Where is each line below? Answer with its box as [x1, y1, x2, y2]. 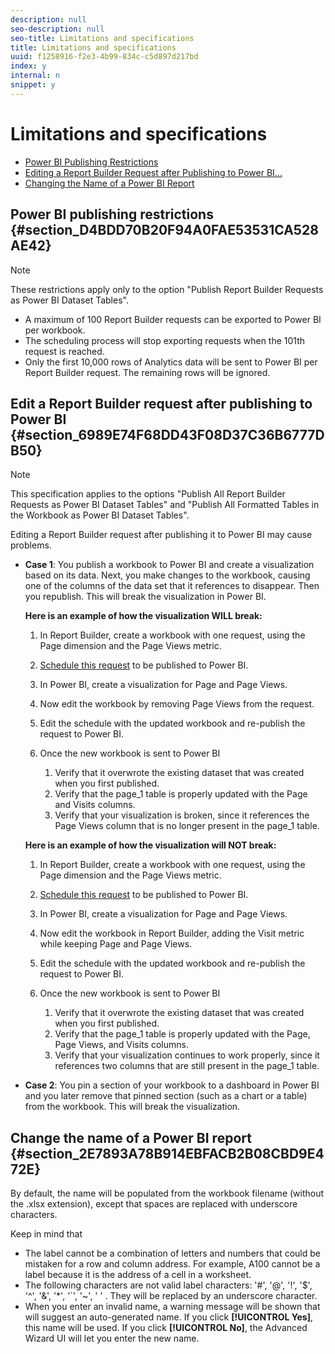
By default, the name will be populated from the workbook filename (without [10, 1187, 325, 1200]
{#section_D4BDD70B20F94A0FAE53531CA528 [10, 222, 319, 239]
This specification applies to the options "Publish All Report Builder [10, 488, 286, 500]
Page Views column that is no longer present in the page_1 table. [54, 820, 320, 832]
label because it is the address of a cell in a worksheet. [24, 1269, 252, 1281]
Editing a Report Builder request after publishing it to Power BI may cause [10, 529, 313, 541]
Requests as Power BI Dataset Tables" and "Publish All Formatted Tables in [10, 499, 320, 511]
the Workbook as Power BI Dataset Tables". [10, 509, 190, 521]
